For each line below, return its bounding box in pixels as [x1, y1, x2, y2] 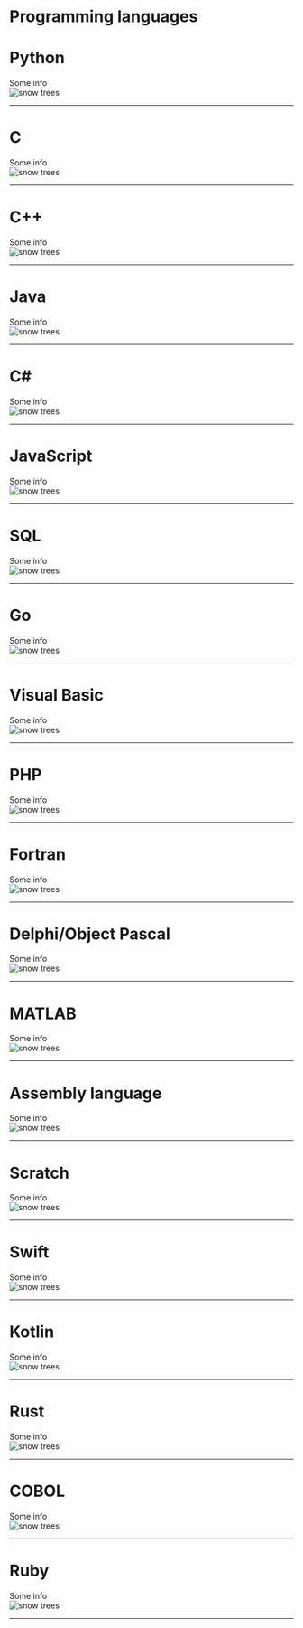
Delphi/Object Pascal [9, 924, 171, 944]
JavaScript [9, 446, 93, 466]
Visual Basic [9, 684, 104, 705]
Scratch [9, 1162, 69, 1183]
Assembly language [9, 1083, 162, 1104]
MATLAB [9, 1003, 77, 1023]
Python [9, 48, 65, 69]
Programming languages [9, 6, 198, 27]
